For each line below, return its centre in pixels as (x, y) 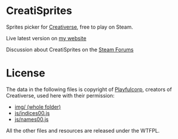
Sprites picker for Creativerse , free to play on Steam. (70, 27)
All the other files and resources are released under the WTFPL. (83, 130)
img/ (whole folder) (38, 107)
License (26, 73)
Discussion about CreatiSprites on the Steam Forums (70, 49)
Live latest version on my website (46, 38)
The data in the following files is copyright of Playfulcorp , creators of (89, 89)
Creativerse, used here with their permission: (60, 95)
